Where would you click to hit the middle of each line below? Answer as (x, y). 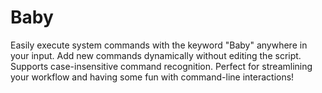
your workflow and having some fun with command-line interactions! (152, 77)
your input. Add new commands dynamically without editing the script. (156, 55)
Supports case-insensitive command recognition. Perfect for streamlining (161, 66)
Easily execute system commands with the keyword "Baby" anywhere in (159, 45)
